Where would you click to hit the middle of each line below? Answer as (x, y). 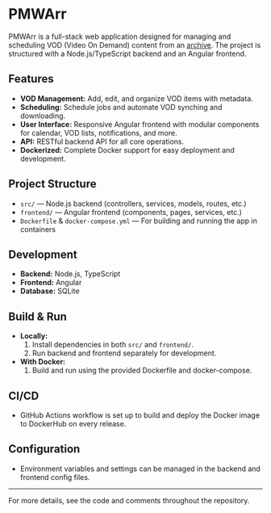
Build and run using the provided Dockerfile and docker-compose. (142, 370)
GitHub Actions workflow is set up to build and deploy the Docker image (140, 415)
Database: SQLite (50, 291)
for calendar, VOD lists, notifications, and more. (98, 132)
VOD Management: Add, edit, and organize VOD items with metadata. (137, 99)
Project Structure (52, 184)
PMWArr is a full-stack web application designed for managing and (120, 36)
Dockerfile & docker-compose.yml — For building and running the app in (139, 221)
